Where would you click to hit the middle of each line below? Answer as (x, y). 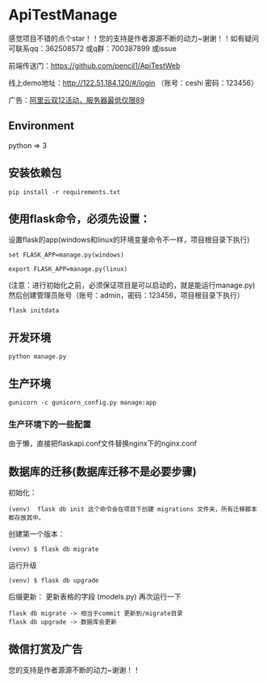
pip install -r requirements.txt (65, 192)
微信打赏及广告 (46, 649)
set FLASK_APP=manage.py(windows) (67, 255)
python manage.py (38, 357)
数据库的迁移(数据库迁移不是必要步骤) (102, 471)
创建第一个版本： (37, 534)
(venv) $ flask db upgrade (54, 581)
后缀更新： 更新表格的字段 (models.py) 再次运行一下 (95, 597)
